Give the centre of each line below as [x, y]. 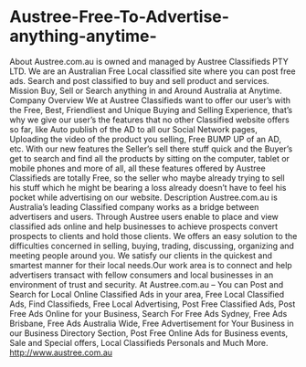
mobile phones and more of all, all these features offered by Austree [138, 168]
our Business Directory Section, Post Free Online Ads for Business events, [149, 333]
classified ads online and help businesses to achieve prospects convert [144, 226]
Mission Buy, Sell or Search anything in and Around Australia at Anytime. [146, 90]
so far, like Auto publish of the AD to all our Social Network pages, [133, 129]
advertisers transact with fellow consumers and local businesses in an [142, 275]
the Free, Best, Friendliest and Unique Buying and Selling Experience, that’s [151, 110]
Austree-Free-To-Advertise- [120, 17]
